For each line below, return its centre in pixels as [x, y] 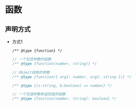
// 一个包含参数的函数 [32, 59]
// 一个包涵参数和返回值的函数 [39, 94]
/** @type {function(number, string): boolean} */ [64, 99]
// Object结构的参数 [31, 72]
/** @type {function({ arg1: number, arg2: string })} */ [72, 77]
